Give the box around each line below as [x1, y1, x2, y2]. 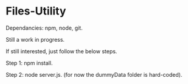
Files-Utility [5, 4, 66, 18]
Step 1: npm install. [5, 59, 53, 66]
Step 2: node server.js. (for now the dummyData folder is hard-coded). [5, 71, 183, 78]
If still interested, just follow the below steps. [5, 47, 117, 55]
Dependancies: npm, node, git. [5, 24, 83, 31]
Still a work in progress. [5, 36, 65, 43]
